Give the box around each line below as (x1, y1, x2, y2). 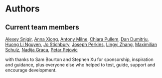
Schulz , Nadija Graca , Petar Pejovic (5, 47, 78, 52)
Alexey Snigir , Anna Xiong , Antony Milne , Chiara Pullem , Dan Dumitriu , (5, 36, 149, 42)
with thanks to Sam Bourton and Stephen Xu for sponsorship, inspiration (5, 56, 154, 62)
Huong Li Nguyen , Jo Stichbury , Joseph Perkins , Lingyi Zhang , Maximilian (5, 41, 157, 47)
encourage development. (5, 67, 57, 73)
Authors (5, 3, 40, 14)
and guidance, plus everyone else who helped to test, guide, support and (5, 62, 156, 67)
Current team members (5, 23, 80, 31)
